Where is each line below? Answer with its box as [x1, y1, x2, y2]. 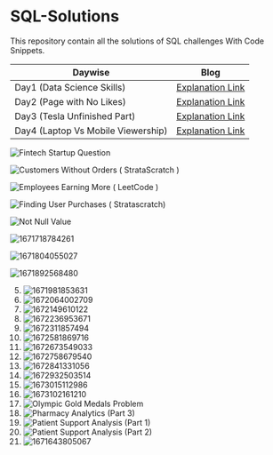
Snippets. [10, 44, 45, 55]
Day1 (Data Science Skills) [14, 81, 126, 93]
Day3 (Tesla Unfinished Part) [14, 109, 136, 122]
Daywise [72, 66, 110, 78]
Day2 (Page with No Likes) [14, 95, 127, 108]
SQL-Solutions [10, 6, 119, 27]
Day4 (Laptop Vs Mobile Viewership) [14, 124, 168, 137]
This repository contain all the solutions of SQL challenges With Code [10, 36, 265, 46]
